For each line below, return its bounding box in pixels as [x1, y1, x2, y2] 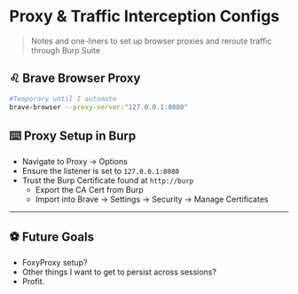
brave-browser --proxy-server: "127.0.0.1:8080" [9, 102, 189, 112]
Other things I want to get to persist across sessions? [21, 266, 217, 277]
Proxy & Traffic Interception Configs [9, 6, 280, 27]
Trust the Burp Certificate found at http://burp [21, 175, 194, 186]
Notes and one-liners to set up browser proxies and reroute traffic [30, 36, 272, 46]
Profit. [21, 276, 45, 287]
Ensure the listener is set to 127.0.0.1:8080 [21, 166, 180, 177]
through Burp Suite [30, 44, 100, 55]
